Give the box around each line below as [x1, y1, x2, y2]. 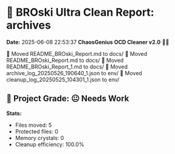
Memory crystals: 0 [15, 134, 64, 141]
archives [6, 18, 52, 32]
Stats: [6, 109, 22, 117]
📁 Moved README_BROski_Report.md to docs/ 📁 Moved [6, 50, 148, 57]
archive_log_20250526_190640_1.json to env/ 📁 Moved [6, 69, 143, 76]
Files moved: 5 [15, 121, 52, 129]
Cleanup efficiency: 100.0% [15, 141, 84, 148]
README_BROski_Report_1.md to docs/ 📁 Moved [6, 63, 128, 70]
